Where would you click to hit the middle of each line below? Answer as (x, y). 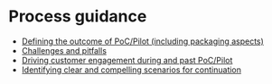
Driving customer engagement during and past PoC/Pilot (127, 60)
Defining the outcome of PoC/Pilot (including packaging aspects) (142, 41)
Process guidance (78, 17)
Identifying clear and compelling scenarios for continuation (131, 70)
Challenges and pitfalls (64, 50)
